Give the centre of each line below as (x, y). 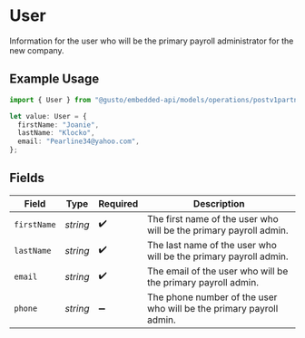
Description (219, 203)
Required (118, 203)
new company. (37, 50)
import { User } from (50, 100)
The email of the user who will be (217, 271)
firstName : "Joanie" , (59, 125)
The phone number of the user (212, 297)
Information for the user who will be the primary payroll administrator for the (152, 41)
